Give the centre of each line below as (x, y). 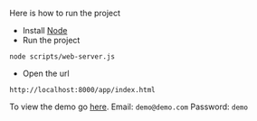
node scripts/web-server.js (62, 57)
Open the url (46, 73)
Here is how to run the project (65, 13)
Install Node (45, 30)
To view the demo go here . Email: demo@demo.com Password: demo (129, 107)
